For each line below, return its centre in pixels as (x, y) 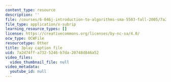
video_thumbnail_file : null (40, 62)
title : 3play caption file (34, 48)
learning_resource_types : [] (36, 29)
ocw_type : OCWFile (25, 39)
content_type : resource (31, 10)
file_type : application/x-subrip (41, 24)
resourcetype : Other (27, 43)
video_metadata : (22, 67)
